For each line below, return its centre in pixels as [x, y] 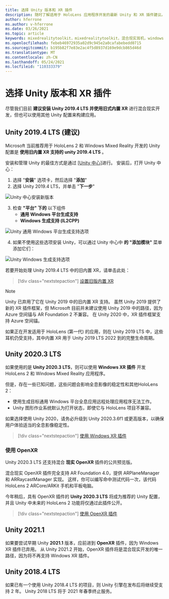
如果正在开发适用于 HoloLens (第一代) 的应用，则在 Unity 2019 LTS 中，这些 [84, 332]
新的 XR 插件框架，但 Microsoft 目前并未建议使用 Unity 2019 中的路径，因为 [84, 308]
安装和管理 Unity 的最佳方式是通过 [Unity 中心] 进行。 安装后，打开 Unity [80, 163]
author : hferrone [24, 19]
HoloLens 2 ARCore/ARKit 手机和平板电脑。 [51, 486]
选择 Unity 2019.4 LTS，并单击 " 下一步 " [54, 186]
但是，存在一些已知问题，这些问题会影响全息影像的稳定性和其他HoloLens [82, 384]
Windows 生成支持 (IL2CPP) [50, 220]
